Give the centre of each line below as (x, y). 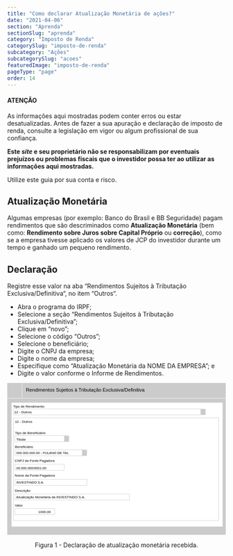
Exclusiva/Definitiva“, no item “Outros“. (62, 294)
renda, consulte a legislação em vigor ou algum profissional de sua (103, 130)
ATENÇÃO (22, 100)
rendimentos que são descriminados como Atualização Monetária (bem (111, 226)
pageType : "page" (32, 71)
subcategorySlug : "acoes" (44, 59)
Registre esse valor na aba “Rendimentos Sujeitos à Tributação (97, 286)
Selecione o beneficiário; (53, 344)
